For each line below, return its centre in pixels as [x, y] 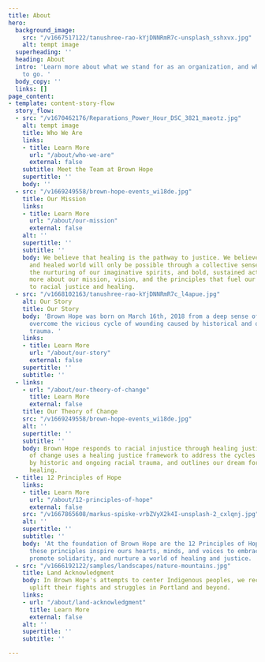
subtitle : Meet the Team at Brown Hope [88, 170]
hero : [17, 23]
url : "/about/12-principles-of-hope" [91, 499]
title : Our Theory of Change [70, 412]
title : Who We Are [52, 133]
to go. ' [37, 74]
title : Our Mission [54, 199]
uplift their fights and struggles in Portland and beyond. [130, 588]
